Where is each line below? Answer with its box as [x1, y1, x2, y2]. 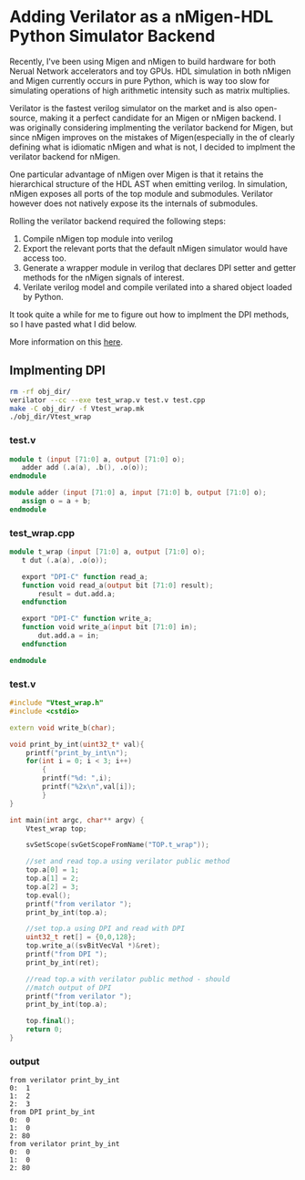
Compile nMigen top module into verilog [22, 233, 174, 243]
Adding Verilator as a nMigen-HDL [9, 6, 274, 27]
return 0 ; [25, 1025, 64, 1034]
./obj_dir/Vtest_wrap [9, 412, 92, 421]
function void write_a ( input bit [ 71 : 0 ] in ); [21, 623, 198, 632]
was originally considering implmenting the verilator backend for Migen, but [9, 121, 293, 133]
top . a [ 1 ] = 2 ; [25, 874, 79, 884]
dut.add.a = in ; [37, 631, 100, 640]
